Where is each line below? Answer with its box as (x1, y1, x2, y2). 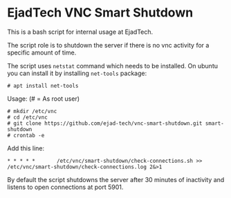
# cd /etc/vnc (7, 114, 48, 121)
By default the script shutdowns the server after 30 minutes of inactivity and (7, 175, 225, 184)
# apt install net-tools (7, 82, 79, 89)
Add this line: (7, 143, 45, 152)
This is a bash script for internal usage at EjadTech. (7, 28, 154, 36)
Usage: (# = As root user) (7, 95, 80, 103)
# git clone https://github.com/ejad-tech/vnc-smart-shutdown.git (7, 119, 203, 127)
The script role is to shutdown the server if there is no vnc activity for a (7, 41, 210, 49)
